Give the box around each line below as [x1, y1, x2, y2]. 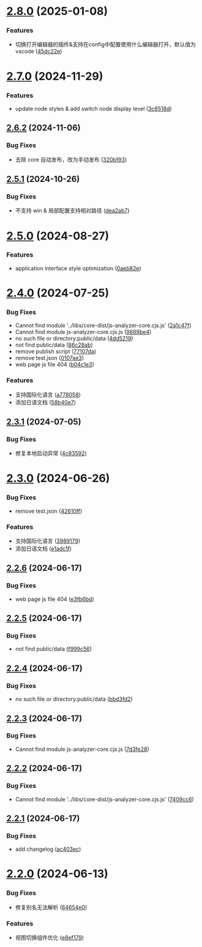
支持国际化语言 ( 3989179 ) [15, 537, 81, 545]
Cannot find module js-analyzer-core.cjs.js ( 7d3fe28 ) [15, 745, 150, 753]
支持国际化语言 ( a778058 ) [15, 391, 81, 398]
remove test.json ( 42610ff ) [15, 507, 83, 515]
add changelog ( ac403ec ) [15, 845, 81, 853]
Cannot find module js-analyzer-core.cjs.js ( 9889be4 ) [15, 328, 152, 336]
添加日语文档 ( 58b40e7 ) [15, 398, 77, 406]
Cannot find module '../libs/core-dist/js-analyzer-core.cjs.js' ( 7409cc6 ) [15, 795, 194, 803]
